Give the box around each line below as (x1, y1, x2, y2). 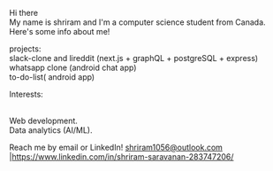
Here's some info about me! (9, 27, 110, 36)
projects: (9, 43, 42, 54)
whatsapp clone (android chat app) (9, 62, 137, 73)
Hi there (9, 8, 38, 18)
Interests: (9, 89, 44, 99)
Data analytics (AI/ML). (9, 125, 93, 136)
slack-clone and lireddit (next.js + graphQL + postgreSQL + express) (9, 53, 259, 63)
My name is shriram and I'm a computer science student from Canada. (9, 17, 267, 27)
